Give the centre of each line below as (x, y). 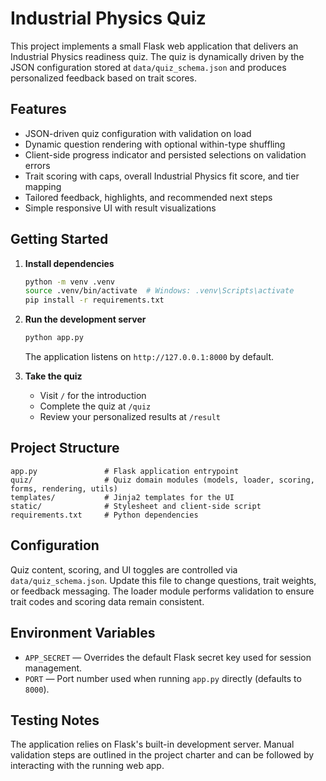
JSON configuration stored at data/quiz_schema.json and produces (148, 67)
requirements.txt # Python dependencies (104, 515)
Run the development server (85, 319)
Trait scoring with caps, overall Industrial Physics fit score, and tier (162, 176)
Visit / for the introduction (93, 396)
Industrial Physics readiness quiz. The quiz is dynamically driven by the (157, 56)
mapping (43, 186)
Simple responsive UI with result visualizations (120, 208)
